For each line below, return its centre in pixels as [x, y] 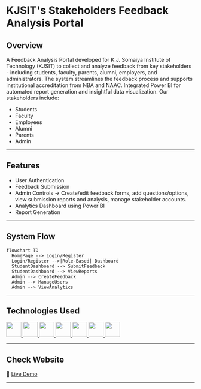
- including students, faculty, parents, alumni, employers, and [82, 72]
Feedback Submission [42, 186]
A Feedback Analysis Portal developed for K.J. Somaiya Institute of [89, 60]
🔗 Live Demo [22, 374]
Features [23, 166]
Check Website [35, 359]
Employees [28, 122]
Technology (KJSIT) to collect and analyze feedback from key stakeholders [99, 66]
